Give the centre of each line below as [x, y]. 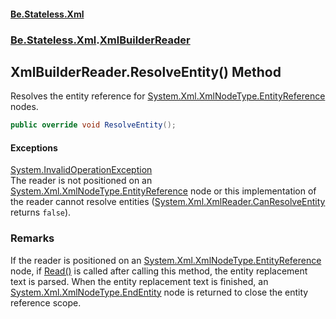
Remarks [32, 238]
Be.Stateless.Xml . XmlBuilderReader [100, 40]
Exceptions [34, 147]
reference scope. [46, 302]
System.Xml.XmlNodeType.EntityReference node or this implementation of [163, 191]
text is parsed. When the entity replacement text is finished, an [139, 281]
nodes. [24, 107]
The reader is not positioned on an [81, 181]
